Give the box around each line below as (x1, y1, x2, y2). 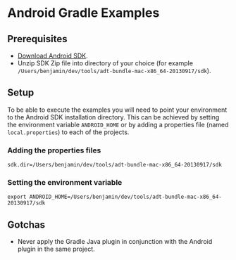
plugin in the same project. (17, 245, 95, 254)
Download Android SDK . (17, 51, 88, 60)
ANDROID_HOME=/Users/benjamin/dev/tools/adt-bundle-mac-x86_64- (29, 193, 222, 201)
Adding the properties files (7, 145, 101, 155)
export (7, 193, 27, 201)
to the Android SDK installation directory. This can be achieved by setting (7, 112, 220, 121)
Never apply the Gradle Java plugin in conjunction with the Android (17, 238, 213, 246)
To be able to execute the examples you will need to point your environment (7, 105, 228, 114)
